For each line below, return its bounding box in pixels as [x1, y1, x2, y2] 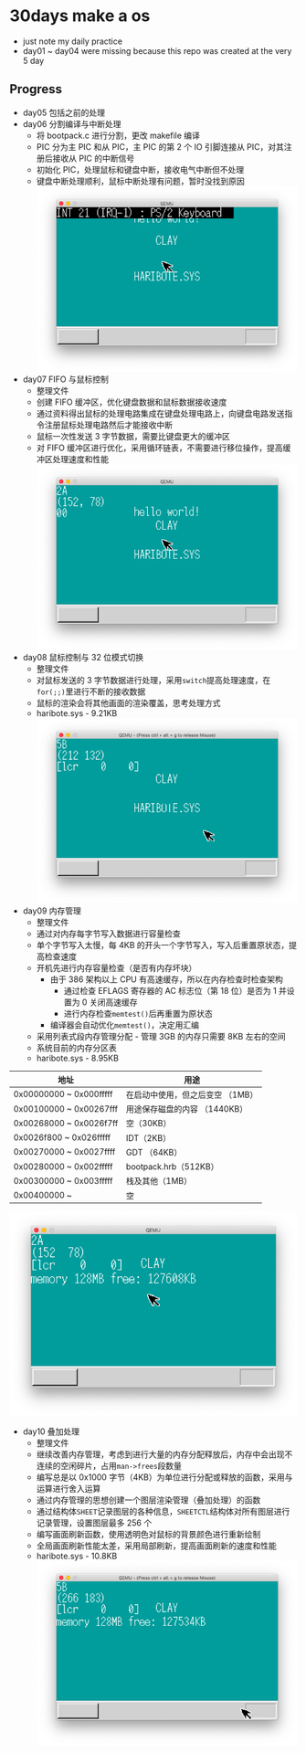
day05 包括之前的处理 [22, 107, 105, 118]
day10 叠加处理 [22, 1426, 80, 1437]
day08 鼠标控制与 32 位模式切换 [22, 651, 144, 662]
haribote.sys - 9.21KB [36, 707, 118, 718]
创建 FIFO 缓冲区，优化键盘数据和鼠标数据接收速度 [36, 396, 227, 407]
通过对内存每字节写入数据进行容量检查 [36, 928, 181, 939]
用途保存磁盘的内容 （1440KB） [126, 1104, 248, 1114]
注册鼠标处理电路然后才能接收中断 [44, 419, 174, 430]
